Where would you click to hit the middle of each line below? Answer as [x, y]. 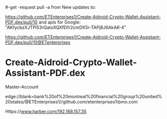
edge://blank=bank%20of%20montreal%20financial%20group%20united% [84, 96]
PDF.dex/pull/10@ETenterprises [38, 42]
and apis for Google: [60, 22]
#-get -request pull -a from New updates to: [50, 7]
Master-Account [22, 87]
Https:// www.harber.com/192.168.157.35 [46, 111]
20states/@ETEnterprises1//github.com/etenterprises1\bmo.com [71, 102]
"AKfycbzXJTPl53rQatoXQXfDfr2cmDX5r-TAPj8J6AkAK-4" [66, 27]
